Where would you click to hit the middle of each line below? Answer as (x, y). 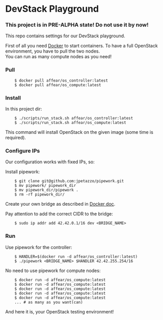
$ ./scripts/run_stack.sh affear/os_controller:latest (74, 118)
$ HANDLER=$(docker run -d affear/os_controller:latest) (76, 256)
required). (16, 138)
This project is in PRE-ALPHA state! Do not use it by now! (77, 25)
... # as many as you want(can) (49, 302)
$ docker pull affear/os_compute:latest (58, 85)
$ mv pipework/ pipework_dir (45, 186)
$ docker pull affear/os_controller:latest (61, 80)
